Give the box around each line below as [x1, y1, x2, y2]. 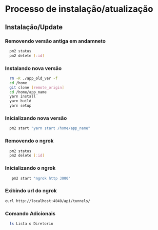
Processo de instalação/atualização [5, 3, 154, 15]
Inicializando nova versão [5, 115, 67, 121]
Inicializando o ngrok [5, 165, 56, 172]
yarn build [9, 99, 32, 104]
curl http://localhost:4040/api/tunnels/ [5, 198, 91, 204]
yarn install [9, 94, 36, 99]
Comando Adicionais [5, 210, 56, 217]
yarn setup [9, 103, 32, 108]
